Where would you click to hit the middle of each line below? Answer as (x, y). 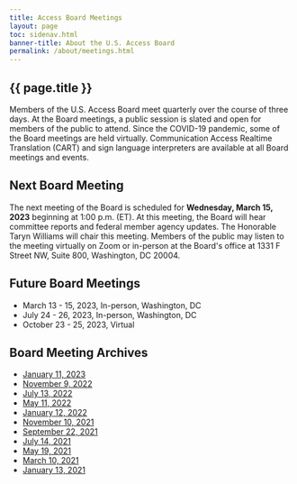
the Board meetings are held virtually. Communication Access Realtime (141, 138)
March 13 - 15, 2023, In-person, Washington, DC (112, 305)
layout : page (34, 26)
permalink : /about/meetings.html (72, 51)
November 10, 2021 (58, 422)
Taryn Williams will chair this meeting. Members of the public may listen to (147, 236)
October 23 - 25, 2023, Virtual (78, 324)
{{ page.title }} (51, 88)
